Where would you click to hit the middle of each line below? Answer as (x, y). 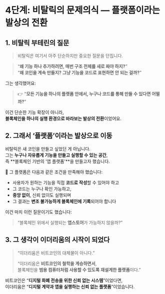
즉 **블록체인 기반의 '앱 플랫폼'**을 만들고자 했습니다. (57, 161)
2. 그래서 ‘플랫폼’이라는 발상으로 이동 (59, 136)
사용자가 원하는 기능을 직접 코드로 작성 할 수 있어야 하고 (65, 182)
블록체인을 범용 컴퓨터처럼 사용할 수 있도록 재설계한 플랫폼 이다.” (79, 269)
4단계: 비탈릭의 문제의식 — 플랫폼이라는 (82, 10)
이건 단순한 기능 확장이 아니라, (34, 112)
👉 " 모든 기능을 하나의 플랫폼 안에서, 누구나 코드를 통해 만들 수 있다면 (84, 94)
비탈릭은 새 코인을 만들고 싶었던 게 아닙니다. (48, 148)
